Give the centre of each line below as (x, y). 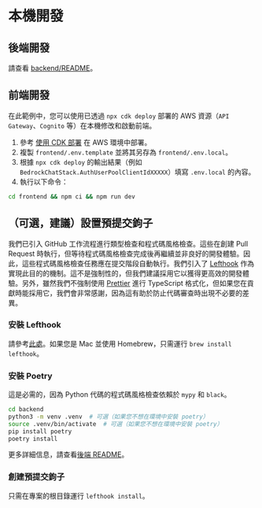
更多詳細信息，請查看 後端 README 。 (68, 454)
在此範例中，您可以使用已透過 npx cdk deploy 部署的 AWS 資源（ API (119, 116)
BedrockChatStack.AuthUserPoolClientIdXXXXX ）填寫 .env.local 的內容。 (137, 172)
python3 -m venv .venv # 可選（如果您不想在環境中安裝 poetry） (109, 417)
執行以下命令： (44, 181)
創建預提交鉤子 (37, 477)
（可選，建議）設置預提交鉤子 (81, 223)
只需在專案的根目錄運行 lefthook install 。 (79, 495)
